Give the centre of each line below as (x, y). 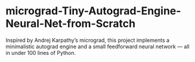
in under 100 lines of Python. (41, 52)
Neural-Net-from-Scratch (70, 24)
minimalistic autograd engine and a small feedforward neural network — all (97, 46)
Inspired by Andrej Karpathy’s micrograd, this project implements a (88, 40)
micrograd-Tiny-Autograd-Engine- (93, 11)
